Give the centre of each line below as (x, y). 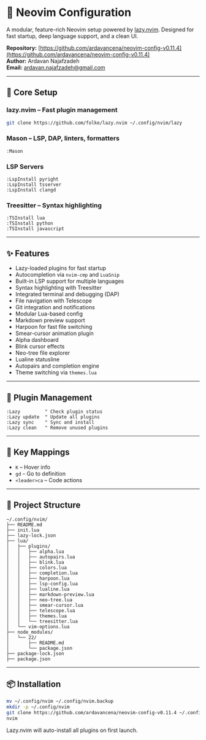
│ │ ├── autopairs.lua (41, 557)
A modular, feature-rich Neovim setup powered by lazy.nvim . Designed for (100, 29)
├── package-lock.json (35, 653)
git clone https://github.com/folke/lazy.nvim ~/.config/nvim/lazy (94, 123)
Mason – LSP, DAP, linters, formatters (63, 139)
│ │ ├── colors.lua (37, 568)
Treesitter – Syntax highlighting (54, 206)
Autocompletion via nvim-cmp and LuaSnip (67, 275)
